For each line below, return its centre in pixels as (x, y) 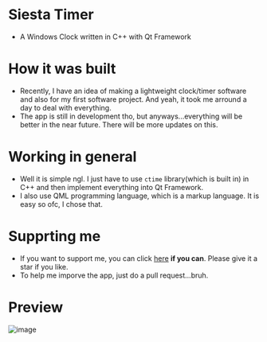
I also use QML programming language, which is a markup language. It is (139, 196)
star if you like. (44, 266)
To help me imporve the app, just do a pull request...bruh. (114, 275)
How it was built (62, 69)
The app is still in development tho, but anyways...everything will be (131, 116)
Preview (36, 307)
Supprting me (55, 236)
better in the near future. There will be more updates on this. (119, 124)
